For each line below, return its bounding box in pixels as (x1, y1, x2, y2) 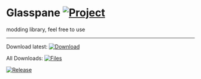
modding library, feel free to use (6, 26, 86, 33)
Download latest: (6, 42, 48, 50)
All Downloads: (6, 54, 44, 62)
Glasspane (6, 6, 61, 20)
